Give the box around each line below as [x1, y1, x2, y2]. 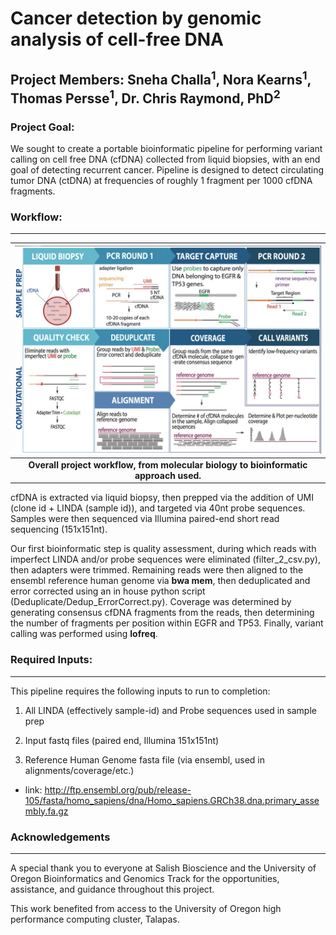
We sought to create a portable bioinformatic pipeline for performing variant [10, 142, 323, 154]
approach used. [134, 469, 202, 481]
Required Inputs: [10, 653, 93, 667]
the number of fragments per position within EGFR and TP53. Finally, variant [10, 617, 324, 629]
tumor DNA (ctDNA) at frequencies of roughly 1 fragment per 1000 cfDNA [10, 174, 313, 186]
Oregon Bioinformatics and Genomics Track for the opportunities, [10, 873, 280, 885]
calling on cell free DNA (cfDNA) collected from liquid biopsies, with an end [10, 153, 321, 165]
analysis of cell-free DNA [10, 28, 224, 51]
